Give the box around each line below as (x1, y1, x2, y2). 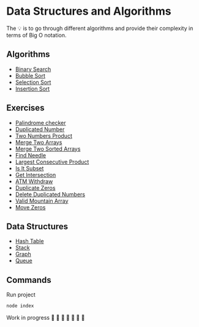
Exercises (6, 103, 45, 113)
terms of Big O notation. (6, 31, 67, 39)
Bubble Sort (15, 72, 46, 79)
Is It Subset (15, 164, 44, 172)
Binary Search (15, 66, 51, 73)
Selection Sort (15, 78, 51, 86)
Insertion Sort (15, 85, 50, 92)
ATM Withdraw (15, 178, 53, 185)
